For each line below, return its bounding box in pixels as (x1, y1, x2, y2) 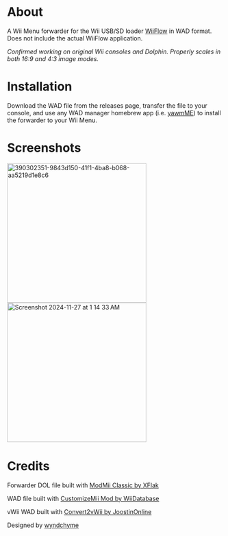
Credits (7, 458, 50, 474)
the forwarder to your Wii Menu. (7, 116, 97, 124)
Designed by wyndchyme (7, 521, 79, 529)
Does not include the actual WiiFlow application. (7, 34, 143, 42)
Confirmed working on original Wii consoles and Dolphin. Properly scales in (7, 47, 221, 56)
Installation (7, 79, 73, 95)
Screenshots (7, 140, 81, 156)
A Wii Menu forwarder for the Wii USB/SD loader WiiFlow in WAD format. (7, 27, 212, 35)
